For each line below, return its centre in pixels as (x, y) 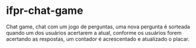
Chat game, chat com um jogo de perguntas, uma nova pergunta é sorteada (98, 27)
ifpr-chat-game (45, 11)
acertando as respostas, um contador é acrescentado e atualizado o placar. (98, 39)
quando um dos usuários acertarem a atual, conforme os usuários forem (94, 32)
